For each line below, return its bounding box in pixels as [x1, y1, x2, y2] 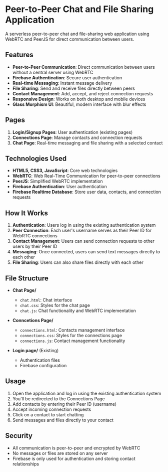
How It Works [5, 209, 48, 217]
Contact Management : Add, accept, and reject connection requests [12, 90, 153, 96]
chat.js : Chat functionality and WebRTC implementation [19, 307, 136, 313]
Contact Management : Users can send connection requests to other [12, 238, 155, 244]
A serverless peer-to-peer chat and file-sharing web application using [5, 31, 149, 37]
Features [5, 51, 33, 59]
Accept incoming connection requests [12, 406, 91, 412]
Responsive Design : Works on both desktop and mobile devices [12, 96, 145, 102]
